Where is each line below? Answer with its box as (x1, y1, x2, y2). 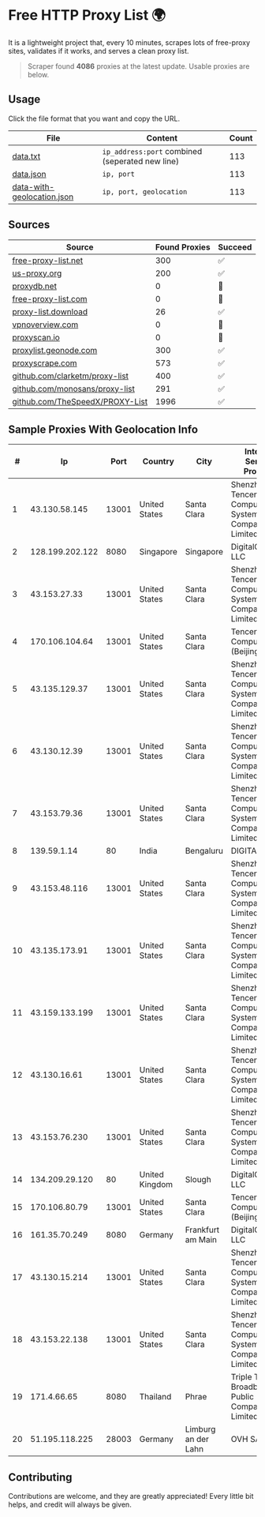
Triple (230, 1372, 252, 1383)
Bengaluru (185, 846, 223, 857)
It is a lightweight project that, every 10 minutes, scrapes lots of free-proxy (8, 37, 251, 47)
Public (230, 1391, 255, 1402)
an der (185, 1434, 209, 1445)
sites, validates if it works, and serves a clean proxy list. (8, 46, 189, 55)
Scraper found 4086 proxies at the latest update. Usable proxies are (27, 61, 250, 71)
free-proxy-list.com (12, 293, 88, 304)
